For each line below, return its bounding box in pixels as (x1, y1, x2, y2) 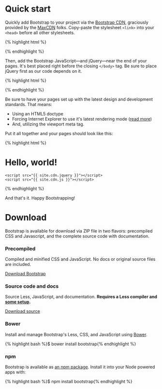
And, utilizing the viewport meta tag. (12, 121, 85, 127)
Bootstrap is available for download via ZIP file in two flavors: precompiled (5, 228, 153, 233)
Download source (5, 309, 40, 314)
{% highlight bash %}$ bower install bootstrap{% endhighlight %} (5, 341, 136, 347)
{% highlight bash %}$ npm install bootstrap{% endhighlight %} (5, 379, 133, 384)
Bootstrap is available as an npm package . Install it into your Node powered (5, 364, 155, 370)
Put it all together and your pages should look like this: (5, 130, 113, 136)
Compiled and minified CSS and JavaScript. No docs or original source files (5, 256, 156, 262)
